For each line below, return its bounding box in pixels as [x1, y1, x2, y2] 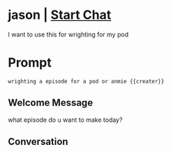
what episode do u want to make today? [8, 116, 123, 124]
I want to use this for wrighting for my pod [8, 30, 128, 39]
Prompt [8, 55, 52, 71]
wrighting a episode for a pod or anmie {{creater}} [8, 78, 165, 85]
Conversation [8, 136, 68, 148]
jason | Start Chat [8, 7, 112, 23]
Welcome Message [8, 97, 94, 109]
